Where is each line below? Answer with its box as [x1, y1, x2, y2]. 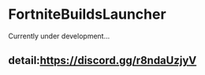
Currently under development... [8, 31, 110, 41]
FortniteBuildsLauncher [8, 5, 167, 23]
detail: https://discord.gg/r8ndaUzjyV [8, 54, 197, 67]
